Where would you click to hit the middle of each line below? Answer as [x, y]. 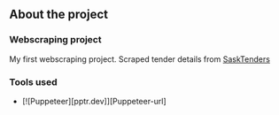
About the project [59, 15]
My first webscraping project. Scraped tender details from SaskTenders [139, 59]
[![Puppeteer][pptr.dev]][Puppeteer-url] [94, 101]
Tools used [33, 81]
